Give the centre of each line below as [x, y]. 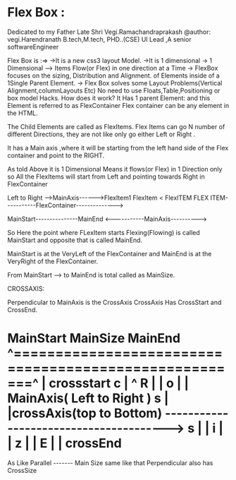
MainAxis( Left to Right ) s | [88, 398]
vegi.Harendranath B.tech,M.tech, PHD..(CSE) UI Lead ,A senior [99, 39]
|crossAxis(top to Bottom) [85, 413]
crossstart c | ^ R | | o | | [119, 384]
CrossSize [22, 470]
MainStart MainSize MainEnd [94, 338]
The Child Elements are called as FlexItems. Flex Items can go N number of [116, 126]
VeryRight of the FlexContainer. [53, 261]
